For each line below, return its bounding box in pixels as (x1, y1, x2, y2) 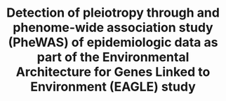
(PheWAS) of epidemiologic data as (8, 35, 218, 50)
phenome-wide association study (12, 20, 214, 36)
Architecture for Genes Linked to (15, 64, 211, 80)
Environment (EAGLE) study (29, 79, 197, 95)
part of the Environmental (36, 49, 190, 65)
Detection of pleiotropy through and (6, 5, 220, 21)
